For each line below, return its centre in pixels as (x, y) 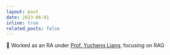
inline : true (22, 23)
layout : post (22, 12)
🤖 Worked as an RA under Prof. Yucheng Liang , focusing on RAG (85, 45)
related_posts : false (33, 28)
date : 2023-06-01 (28, 17)
